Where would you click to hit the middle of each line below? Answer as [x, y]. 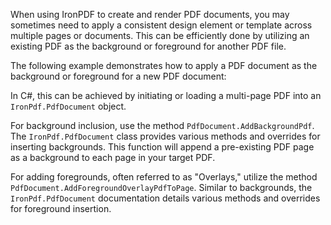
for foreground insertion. [61, 208]
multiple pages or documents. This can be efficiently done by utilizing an [160, 35]
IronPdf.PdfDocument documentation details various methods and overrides [165, 198]
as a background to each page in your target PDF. [113, 157]
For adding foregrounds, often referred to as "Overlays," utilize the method [164, 177]
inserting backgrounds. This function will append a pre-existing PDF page [162, 147]
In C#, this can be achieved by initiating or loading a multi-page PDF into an [166, 95]
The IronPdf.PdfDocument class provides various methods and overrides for [165, 136]
